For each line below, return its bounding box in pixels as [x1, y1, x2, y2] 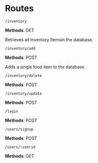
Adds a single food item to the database [5, 64, 84, 70]
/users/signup [5, 127, 34, 132]
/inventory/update [5, 91, 42, 96]
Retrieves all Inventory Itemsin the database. [5, 37, 93, 43]
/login [5, 109, 18, 114]
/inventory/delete [5, 73, 42, 78]
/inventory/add [5, 46, 36, 51]
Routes [5, 3, 34, 14]
